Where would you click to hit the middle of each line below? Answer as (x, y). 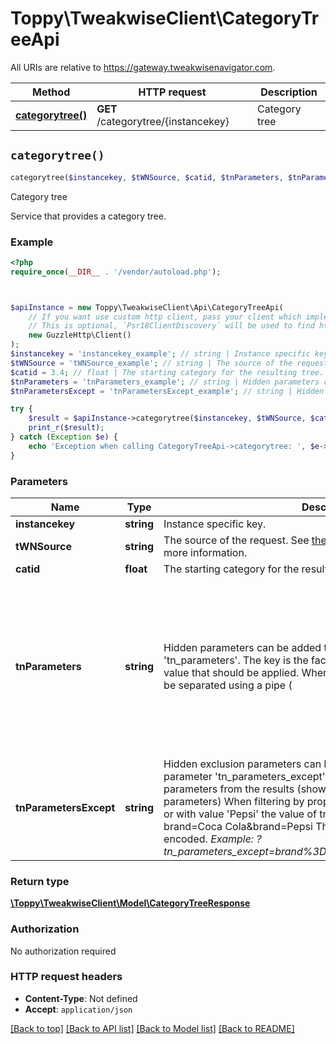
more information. (205, 552)
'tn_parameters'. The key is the (236, 660)
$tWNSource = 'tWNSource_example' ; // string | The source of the (151, 363)
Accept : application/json (78, 1009)
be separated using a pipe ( (228, 685)
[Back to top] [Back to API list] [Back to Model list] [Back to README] (152, 1028)
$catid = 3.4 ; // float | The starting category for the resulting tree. (167, 372)
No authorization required (63, 951)
